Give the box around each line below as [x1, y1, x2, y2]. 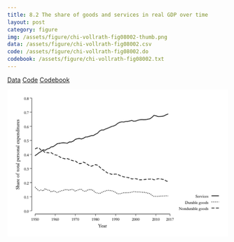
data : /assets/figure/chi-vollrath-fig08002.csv [7, 41, 152, 48]
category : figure [7, 26, 58, 33]
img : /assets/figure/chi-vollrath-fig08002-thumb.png [7, 34, 168, 41]
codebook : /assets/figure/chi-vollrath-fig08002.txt [7, 56, 165, 63]
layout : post [7, 18, 46, 26]
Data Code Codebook [7, 76, 70, 84]
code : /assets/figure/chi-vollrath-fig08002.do [7, 48, 149, 55]
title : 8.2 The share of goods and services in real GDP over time [7, 11, 209, 18]
